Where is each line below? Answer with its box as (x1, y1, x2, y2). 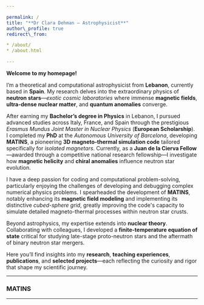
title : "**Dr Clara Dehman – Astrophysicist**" (6, 19, 129, 26)
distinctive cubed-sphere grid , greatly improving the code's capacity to (6, 201, 185, 209)
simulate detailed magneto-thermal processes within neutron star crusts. (6, 208, 188, 215)
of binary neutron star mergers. (6, 239, 85, 246)
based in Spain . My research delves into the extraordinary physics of (6, 88, 179, 95)
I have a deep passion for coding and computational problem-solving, (6, 176, 181, 183)
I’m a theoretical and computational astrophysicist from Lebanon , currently (6, 81, 194, 89)
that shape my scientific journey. (6, 264, 88, 270)
